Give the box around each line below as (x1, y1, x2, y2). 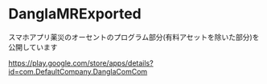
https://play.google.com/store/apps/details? (8, 58, 154, 68)
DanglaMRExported (8, 5, 142, 23)
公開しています (8, 42, 58, 52)
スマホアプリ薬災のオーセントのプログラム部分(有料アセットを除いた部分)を (8, 32, 260, 42)
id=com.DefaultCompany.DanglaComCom (8, 66, 148, 76)
